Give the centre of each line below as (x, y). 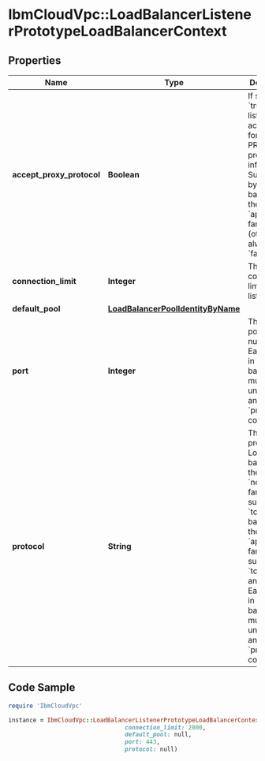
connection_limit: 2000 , (166, 727)
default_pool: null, (159, 735)
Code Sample (42, 688)
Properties (35, 60)
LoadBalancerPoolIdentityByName (174, 309)
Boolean (123, 175)
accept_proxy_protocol (56, 175)
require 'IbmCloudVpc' (45, 706)
